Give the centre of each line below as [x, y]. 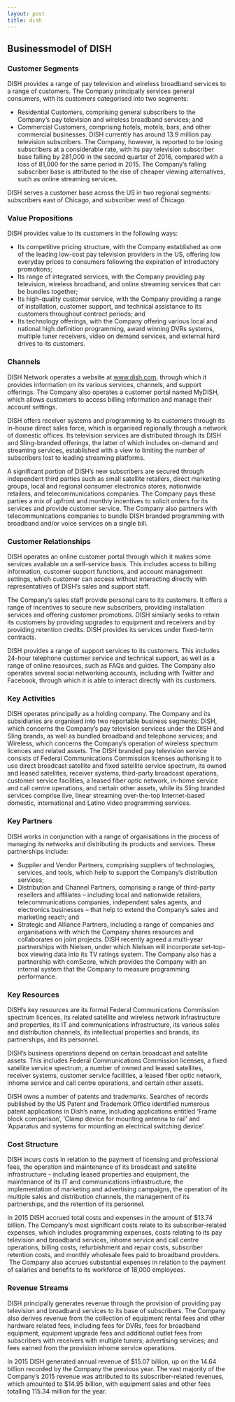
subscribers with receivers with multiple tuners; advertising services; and [113, 1340]
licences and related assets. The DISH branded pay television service [107, 751]
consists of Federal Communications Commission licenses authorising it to [115, 758]
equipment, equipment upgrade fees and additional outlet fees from [105, 1333]
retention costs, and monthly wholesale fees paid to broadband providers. [114, 1255]
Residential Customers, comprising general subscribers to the [106, 112]
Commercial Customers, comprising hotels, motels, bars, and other [114, 127]
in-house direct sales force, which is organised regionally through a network [117, 428]
